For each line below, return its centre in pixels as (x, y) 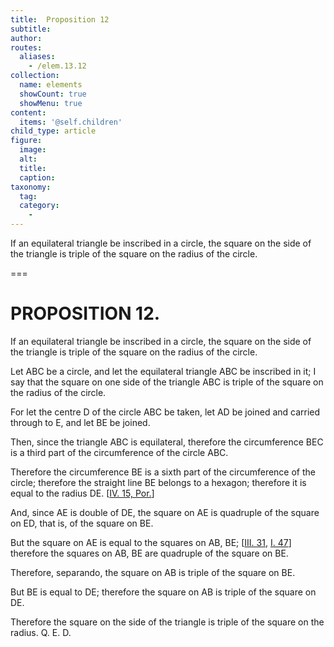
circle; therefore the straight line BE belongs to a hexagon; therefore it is (158, 482)
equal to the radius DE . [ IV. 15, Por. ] (82, 493)
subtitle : (31, 29)
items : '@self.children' (71, 122)
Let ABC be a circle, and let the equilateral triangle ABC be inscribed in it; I (163, 371)
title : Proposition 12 (60, 19)
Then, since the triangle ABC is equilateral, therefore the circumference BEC (167, 442)
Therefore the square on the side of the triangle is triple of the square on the (167, 622)
